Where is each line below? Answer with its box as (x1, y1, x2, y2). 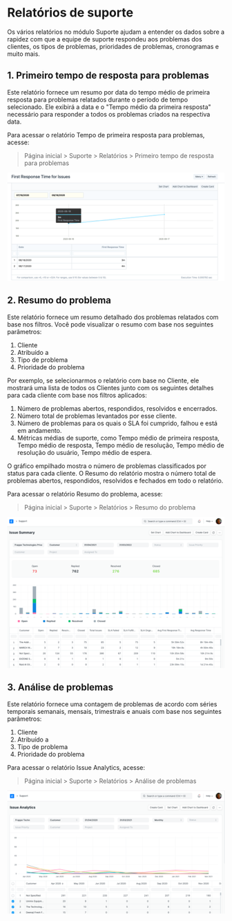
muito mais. (7, 50, 40, 58)
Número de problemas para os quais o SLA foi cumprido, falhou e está (17, 419, 217, 427)
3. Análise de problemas (7, 681, 114, 693)
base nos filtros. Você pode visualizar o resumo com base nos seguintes (7, 320, 214, 329)
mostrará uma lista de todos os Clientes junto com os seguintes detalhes (7, 383, 214, 391)
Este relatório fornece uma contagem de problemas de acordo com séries (7, 699, 217, 708)
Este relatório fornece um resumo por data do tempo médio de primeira (7, 88, 211, 96)
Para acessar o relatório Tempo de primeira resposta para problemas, (7, 130, 205, 139)
